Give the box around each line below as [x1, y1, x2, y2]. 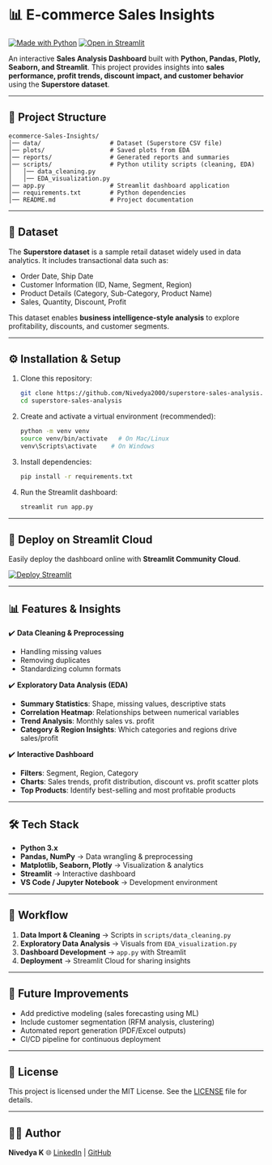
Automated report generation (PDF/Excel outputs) [19, 1025, 186, 1035]
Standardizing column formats [19, 664, 121, 674]
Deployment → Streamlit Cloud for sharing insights [19, 955, 191, 965]
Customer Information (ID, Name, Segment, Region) [19, 279, 193, 289]
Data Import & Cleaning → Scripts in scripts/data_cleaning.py [19, 929, 232, 939]
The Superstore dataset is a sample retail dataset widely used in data [8, 247, 241, 257]
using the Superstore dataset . [8, 79, 110, 89]
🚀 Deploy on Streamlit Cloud [8, 533, 153, 546]
